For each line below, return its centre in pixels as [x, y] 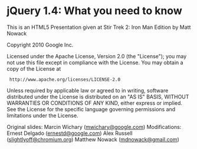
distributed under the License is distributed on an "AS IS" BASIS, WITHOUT [98, 97]
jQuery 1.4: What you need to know [94, 11]
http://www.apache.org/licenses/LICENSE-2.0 [65, 80]
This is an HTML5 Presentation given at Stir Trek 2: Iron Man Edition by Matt [99, 27]
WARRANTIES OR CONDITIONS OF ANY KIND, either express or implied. [94, 103]
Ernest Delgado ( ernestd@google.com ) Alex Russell [70, 133]
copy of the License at [34, 68]
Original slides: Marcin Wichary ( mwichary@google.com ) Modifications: [94, 127]
